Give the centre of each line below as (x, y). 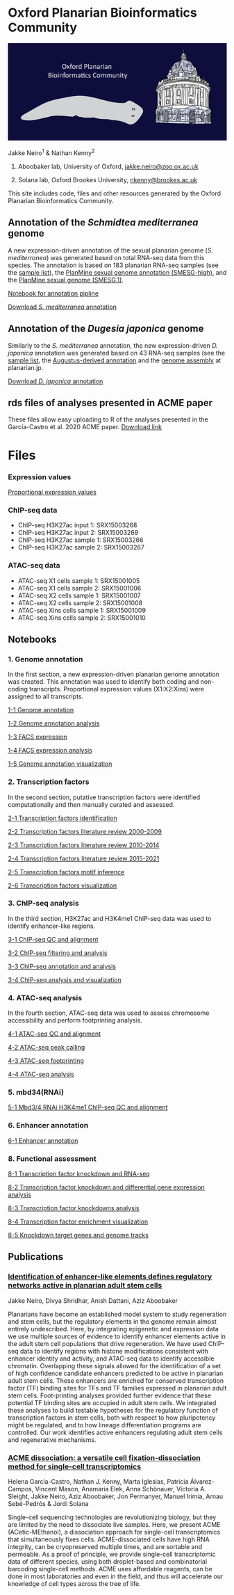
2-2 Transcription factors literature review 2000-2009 (85, 831)
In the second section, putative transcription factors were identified (104, 797)
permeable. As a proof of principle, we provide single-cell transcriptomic (112, 1554)
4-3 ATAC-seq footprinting (46, 1061)
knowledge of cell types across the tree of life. (74, 1584)
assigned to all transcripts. (46, 696)
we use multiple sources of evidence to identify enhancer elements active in (117, 1336)
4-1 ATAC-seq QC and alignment (55, 1034)
